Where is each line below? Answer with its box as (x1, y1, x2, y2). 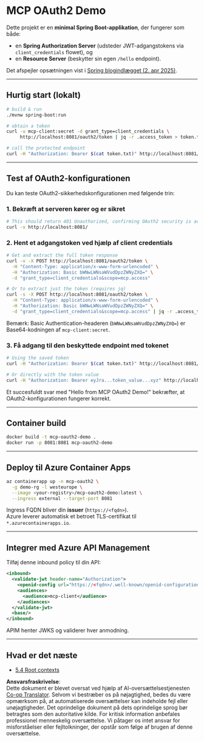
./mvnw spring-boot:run (6, 112, 67, 118)
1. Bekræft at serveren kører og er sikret (6, 204, 126, 213)
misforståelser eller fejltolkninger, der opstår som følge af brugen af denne (6, 723, 193, 730)
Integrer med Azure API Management (6, 543, 150, 553)
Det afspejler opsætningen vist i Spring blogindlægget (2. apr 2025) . (6, 66, 177, 74)
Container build (6, 418, 67, 428)
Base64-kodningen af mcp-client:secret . (6, 326, 110, 333)
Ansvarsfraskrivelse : (6, 678, 61, 685)
